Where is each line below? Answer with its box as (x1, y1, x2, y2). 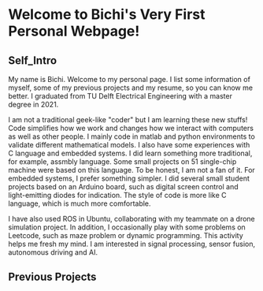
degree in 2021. (8, 100, 59, 109)
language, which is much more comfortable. (8, 199, 151, 208)
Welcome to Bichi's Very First (8, 6, 206, 24)
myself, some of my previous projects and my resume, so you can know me (8, 83, 254, 92)
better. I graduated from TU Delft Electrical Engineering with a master (8, 91, 232, 100)
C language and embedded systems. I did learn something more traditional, (8, 148, 253, 158)
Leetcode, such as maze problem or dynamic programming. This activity (8, 231, 244, 240)
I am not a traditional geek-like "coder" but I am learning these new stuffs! (8, 115, 248, 124)
